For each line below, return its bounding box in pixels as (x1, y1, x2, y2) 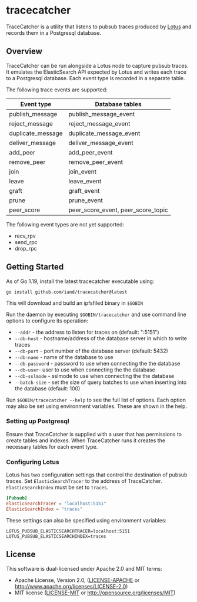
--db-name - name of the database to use (14, 353, 113, 360)
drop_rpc (14, 245, 37, 252)
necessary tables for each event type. (6, 443, 98, 450)
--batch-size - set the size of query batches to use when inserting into (14, 379, 187, 386)
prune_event (68, 196, 103, 204)
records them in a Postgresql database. (6, 29, 102, 36)
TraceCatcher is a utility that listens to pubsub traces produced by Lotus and (6, 23, 192, 30)
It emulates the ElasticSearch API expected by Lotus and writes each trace (6, 68, 187, 75)
